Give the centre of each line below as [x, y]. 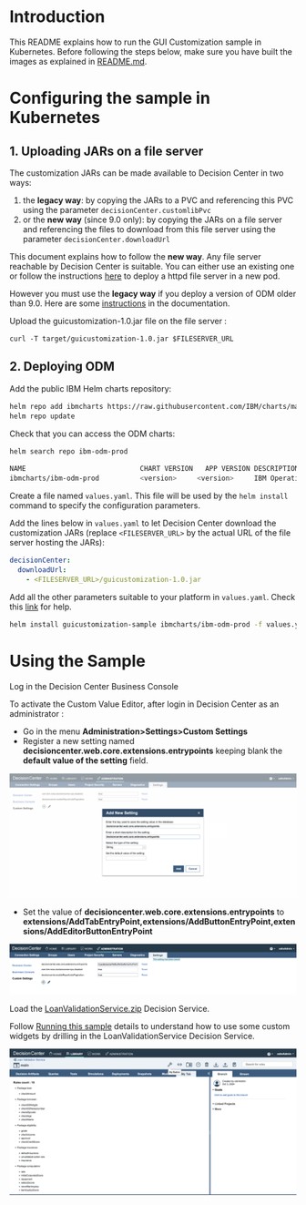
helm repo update [42, 416]
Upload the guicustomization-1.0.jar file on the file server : [118, 321]
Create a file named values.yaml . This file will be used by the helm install [149, 496]
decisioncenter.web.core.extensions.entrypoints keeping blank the [153, 751]
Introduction [57, 17]
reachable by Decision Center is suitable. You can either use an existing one [152, 266]
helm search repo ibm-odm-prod [69, 451]
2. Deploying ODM [62, 367]
